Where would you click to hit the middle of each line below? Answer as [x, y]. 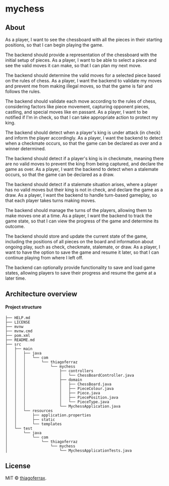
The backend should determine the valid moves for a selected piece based [83, 75]
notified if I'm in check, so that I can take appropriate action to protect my [81, 117]
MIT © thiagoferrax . [26, 478]
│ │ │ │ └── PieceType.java [57, 402]
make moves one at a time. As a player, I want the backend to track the [79, 216]
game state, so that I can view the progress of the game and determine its [82, 221]
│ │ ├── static [30, 419]
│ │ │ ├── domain [44, 380]
